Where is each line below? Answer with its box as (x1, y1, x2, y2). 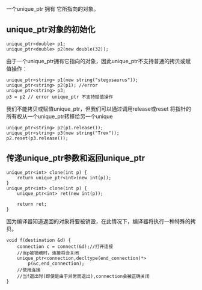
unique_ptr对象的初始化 (6, 25, 96, 35)
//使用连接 (17, 267, 41, 273)
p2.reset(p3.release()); (6, 135, 69, 141)
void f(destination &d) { (6, 237, 71, 243)
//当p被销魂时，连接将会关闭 (17, 250, 79, 256)
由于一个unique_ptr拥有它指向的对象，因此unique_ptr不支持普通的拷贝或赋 (6, 57, 191, 64)
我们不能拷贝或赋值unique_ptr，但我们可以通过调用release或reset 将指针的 (6, 105, 191, 113)
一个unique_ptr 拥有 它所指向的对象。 (6, 5, 99, 12)
